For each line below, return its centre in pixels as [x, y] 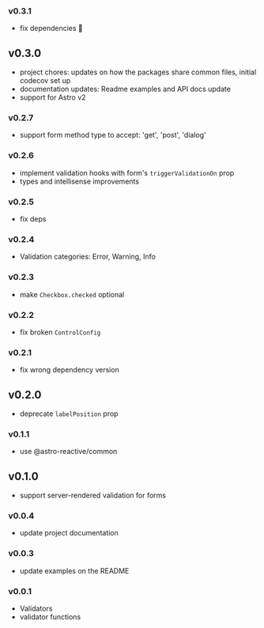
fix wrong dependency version [70, 370]
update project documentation [69, 533]
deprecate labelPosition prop [69, 414]
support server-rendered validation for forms [93, 495]
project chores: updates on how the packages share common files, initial [138, 72]
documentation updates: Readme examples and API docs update [125, 89]
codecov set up [45, 81]
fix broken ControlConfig [60, 332]
